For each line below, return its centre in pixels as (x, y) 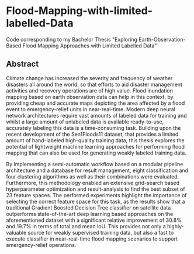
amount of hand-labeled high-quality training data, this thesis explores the (96, 140)
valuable (16, 232)
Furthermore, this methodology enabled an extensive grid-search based (93, 183)
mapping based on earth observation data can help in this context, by (90, 97)
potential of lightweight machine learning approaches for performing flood (96, 146)
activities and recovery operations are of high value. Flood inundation (90, 90)
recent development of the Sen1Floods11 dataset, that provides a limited (92, 134)
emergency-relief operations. (41, 245)
